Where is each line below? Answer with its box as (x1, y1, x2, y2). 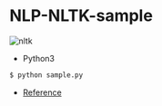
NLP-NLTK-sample (9, 5, 153, 26)
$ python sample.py (9, 70, 84, 80)
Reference (22, 87, 62, 98)
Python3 (22, 53, 55, 63)
